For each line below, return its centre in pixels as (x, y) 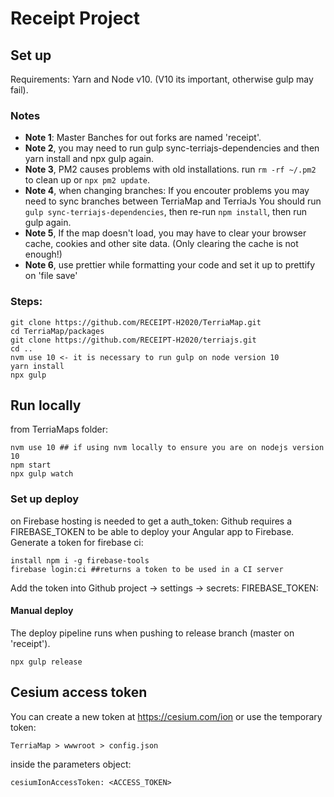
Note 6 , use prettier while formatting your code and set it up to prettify (170, 265)
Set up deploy (45, 499)
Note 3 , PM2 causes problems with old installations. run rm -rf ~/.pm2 (170, 169)
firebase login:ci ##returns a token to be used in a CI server (147, 569)
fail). (19, 90)
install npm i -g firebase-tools (80, 560)
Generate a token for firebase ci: (77, 542)
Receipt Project (75, 18)
